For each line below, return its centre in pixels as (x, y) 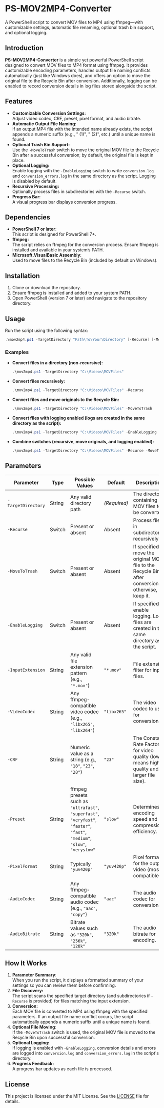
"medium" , (81, 838)
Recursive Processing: (36, 186)
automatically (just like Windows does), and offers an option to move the (78, 75)
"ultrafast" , (85, 808)
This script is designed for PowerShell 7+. (54, 234)
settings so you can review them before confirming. (64, 985)
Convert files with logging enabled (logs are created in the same (78, 418)
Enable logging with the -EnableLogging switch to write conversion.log (83, 170)
